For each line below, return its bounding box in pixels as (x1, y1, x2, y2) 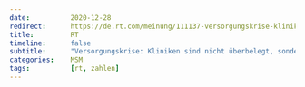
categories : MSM (9, 55, 84, 64)
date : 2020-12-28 (9, 13, 112, 23)
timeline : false (9, 38, 92, 48)
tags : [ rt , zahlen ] (9, 64, 120, 73)
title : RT (9, 30, 79, 39)
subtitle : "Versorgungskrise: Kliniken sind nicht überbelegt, (9, 47, 274, 56)
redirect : (9, 22, 47, 31)
